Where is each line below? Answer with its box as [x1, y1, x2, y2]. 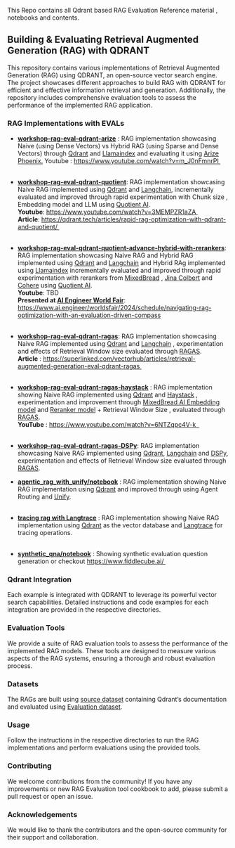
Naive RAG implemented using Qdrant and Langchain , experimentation [17, 340, 224, 348]
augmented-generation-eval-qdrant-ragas [17, 362, 140, 371]
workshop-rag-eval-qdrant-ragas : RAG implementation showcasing [17, 332, 217, 340]
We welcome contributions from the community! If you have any [7, 777, 193, 785]
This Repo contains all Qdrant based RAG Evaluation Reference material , [7, 6, 218, 14]
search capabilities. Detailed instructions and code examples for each [7, 598, 209, 607]
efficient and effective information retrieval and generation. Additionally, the [7, 86, 226, 94]
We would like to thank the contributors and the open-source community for [7, 825, 227, 834]
